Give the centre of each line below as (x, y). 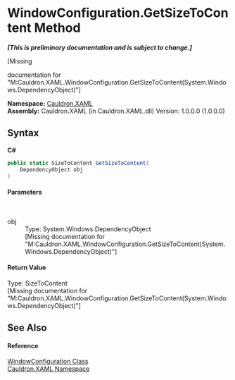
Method (57, 28)
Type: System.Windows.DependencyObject (88, 229)
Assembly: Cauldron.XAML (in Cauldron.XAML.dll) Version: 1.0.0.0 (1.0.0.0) (116, 111)
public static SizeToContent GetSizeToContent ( (78, 163)
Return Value (27, 268)
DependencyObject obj (51, 170)
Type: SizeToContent (38, 283)
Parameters (25, 192)
